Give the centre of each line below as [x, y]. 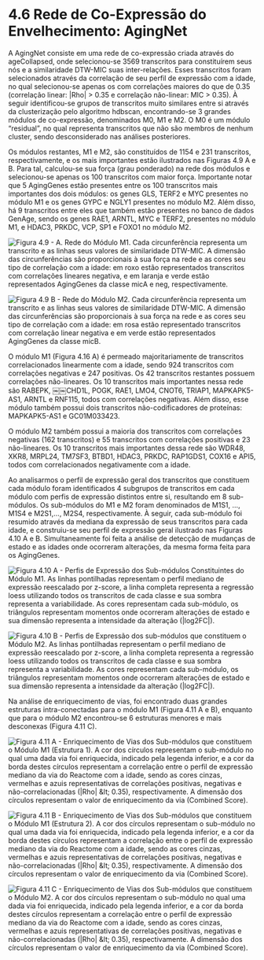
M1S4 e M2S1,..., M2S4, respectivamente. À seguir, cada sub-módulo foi [125, 513]
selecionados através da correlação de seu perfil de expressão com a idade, [132, 78]
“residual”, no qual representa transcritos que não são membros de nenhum [131, 128]
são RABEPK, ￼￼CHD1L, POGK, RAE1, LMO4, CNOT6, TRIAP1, [110, 390]
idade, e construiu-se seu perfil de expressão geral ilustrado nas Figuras [126, 530]
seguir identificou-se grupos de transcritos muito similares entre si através [128, 103]
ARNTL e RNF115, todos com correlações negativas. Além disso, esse [136, 399]
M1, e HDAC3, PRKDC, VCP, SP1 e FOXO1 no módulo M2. [100, 227]
